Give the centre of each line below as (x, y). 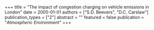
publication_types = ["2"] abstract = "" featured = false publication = (74, 17)
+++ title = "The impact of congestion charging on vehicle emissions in (77, 7)
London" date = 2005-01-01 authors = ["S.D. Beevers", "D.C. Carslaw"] (77, 12)
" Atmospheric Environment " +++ (38, 22)
